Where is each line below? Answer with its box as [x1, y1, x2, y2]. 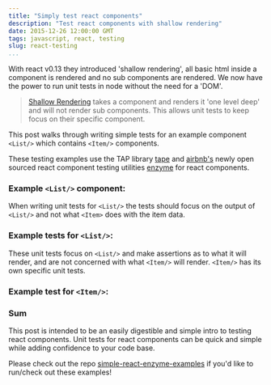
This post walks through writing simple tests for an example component [8, 130, 247, 140]
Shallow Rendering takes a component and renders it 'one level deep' [28, 97, 260, 107]
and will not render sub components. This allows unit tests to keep [28, 106, 249, 116]
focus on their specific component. [28, 114, 146, 124]
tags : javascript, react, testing [8, 34, 125, 43]
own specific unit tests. [8, 265, 87, 275]
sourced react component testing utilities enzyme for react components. [8, 163, 250, 172]
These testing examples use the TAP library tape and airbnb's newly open [8, 154, 255, 164]
